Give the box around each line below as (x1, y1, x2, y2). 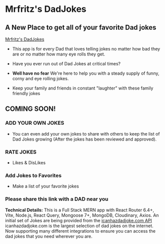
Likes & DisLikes (12, 159, 46, 165)
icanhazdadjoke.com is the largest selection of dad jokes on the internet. (5, 223, 154, 229)
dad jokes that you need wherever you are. (5, 233, 93, 239)
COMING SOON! (5, 105, 56, 113)
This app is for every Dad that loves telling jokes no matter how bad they (12, 46, 160, 51)
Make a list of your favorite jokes (12, 183, 79, 189)
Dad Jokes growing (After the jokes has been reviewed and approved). (12, 136, 157, 142)
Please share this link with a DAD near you (5, 195, 109, 202)
